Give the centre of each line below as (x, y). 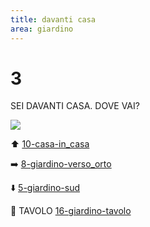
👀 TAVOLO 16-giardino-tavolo (71, 211)
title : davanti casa (53, 19)
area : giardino (42, 29)
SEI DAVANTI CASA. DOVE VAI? (75, 106)
